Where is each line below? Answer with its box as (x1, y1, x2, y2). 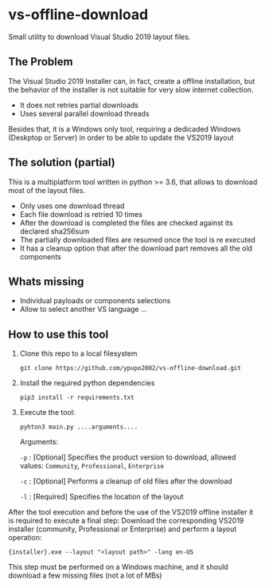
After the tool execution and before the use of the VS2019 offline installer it (8, 507, 254, 517)
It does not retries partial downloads (19, 100, 139, 109)
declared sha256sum (19, 226, 90, 236)
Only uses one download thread (19, 201, 125, 211)
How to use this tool (8, 327, 109, 341)
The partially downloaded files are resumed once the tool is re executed (19, 235, 256, 244)
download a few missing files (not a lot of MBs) (8, 570, 162, 580)
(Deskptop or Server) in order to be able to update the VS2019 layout (8, 132, 234, 142)
